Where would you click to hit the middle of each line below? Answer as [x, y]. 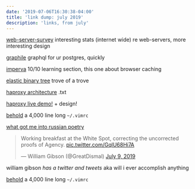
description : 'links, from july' [48, 23]
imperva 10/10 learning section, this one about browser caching [84, 69]
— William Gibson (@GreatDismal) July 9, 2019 [78, 156]
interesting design [28, 46]
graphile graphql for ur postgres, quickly [56, 58]
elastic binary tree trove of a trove [48, 80]
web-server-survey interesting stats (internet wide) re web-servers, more [96, 40]
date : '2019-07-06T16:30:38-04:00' [50, 12]
